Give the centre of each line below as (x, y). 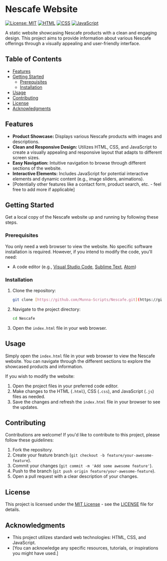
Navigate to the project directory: (46, 309)
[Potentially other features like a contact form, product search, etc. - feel (87, 184)
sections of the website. (37, 168)
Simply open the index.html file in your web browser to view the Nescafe (80, 356)
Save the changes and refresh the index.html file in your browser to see (86, 402)
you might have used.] (35, 553)
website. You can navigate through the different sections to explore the (78, 361)
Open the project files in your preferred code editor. (65, 386)
